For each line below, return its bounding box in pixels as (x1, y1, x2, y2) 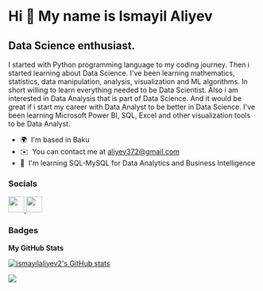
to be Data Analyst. (8, 119, 71, 128)
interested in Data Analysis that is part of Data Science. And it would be (8, 94, 242, 103)
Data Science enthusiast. (8, 39, 136, 52)
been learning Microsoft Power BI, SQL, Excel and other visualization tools (8, 111, 251, 120)
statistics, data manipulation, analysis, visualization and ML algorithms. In (8, 77, 248, 86)
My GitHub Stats (8, 242, 64, 253)
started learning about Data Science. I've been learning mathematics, (8, 68, 235, 78)
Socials (8, 178, 37, 189)
